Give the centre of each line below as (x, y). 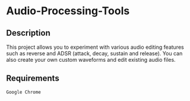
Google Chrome (24, 92)
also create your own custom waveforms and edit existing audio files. (91, 60)
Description (28, 33)
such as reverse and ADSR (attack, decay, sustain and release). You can (94, 53)
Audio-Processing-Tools (68, 11)
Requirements (33, 78)
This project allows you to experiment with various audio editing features (95, 47)
